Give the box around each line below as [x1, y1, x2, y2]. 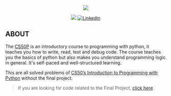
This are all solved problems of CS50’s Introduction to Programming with [5, 69, 158, 76]
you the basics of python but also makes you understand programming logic [5, 54, 166, 60]
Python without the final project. [5, 75, 73, 81]
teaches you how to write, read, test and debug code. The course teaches [5, 49, 161, 55]
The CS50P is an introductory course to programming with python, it [5, 43, 150, 50]
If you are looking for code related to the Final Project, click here [17, 85, 153, 91]
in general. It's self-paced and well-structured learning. [5, 59, 121, 66]
